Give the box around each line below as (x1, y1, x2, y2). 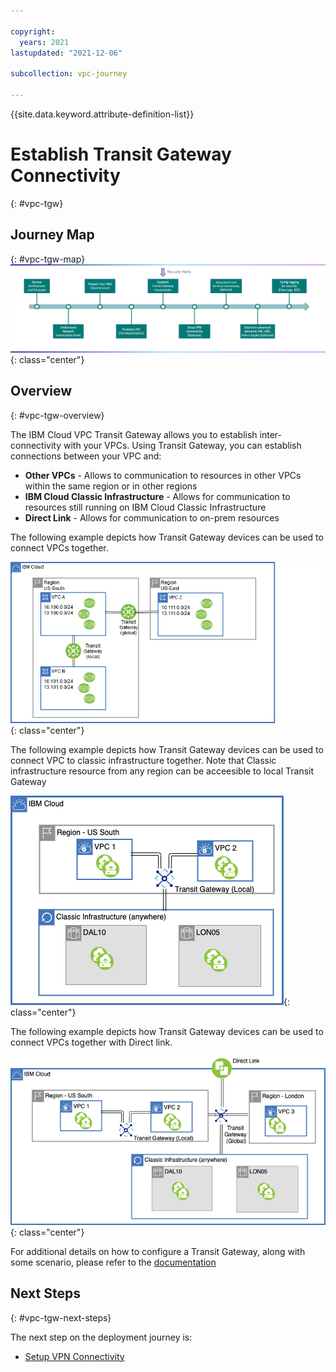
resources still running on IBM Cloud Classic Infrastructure (24, 501, 267, 513)
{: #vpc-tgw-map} (10, 253, 86, 265)
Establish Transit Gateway (10, 143, 232, 166)
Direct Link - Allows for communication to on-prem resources (24, 511, 280, 524)
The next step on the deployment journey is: (10, 1331, 193, 1343)
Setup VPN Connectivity (24, 1350, 125, 1362)
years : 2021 (19, 37, 70, 47)
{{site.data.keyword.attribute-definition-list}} (10, 108, 195, 120)
